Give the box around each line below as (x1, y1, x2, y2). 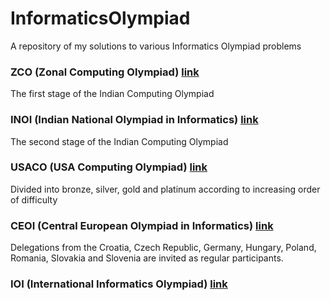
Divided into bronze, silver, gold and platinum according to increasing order (10, 183, 321, 195)
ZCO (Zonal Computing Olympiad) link (10, 65, 200, 79)
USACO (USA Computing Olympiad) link (10, 160, 208, 174)
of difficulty (10, 193, 58, 206)
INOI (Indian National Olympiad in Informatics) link (10, 113, 259, 127)
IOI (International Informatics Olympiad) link (10, 277, 228, 291)
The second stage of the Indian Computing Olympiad (10, 135, 229, 147)
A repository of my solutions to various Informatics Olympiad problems (10, 40, 302, 52)
